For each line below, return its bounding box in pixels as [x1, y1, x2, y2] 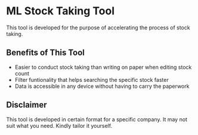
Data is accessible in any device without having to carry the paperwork [14, 82, 190, 90]
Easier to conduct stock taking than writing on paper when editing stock [14, 63, 192, 70]
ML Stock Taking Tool [6, 4, 115, 18]
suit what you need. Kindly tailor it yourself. [6, 122, 112, 129]
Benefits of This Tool [6, 48, 85, 58]
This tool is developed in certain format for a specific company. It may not [6, 115, 188, 123]
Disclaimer [6, 100, 47, 110]
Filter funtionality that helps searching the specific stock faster [14, 76, 169, 83]
